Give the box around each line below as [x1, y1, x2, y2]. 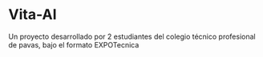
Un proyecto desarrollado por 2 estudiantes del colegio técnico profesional [8, 32, 256, 41]
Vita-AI [8, 6, 58, 24]
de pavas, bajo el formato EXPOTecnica [8, 40, 140, 49]
